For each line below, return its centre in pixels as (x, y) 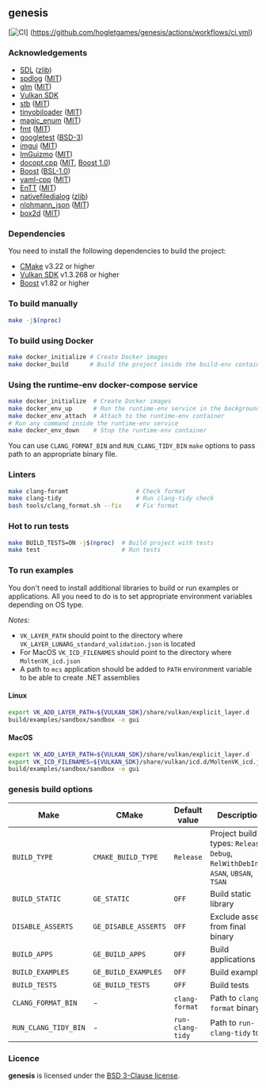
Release (188, 857)
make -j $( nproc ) (35, 320)
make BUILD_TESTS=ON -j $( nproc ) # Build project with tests (111, 542)
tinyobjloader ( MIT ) (51, 112)
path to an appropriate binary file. (63, 454)
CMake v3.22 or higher (57, 266)
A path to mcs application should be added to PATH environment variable (136, 669)
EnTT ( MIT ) (38, 188)
